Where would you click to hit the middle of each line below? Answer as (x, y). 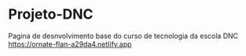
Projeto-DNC (51, 14)
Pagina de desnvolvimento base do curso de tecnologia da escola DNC (123, 36)
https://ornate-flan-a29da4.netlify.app (70, 44)
